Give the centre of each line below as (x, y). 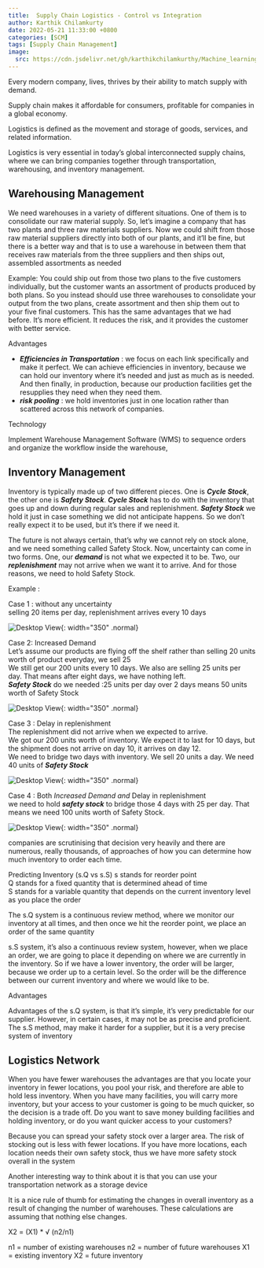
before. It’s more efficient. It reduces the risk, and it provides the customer (128, 320)
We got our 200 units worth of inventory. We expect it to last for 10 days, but (132, 740)
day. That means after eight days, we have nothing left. (97, 676)
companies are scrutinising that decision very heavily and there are (117, 843)
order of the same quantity (51, 932)
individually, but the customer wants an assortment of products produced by (132, 286)
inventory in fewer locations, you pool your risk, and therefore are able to (126, 1088)
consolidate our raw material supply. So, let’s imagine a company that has (127, 221)
